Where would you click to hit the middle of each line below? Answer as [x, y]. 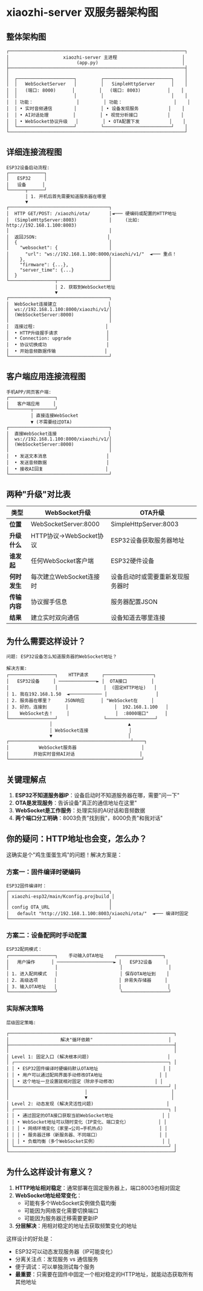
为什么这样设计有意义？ [50, 1172]
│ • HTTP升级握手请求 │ [58, 333]
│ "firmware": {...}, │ [59, 264]
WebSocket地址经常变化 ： [49, 1195]
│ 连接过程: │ [57, 326]
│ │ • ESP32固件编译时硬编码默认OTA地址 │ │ [89, 1068]
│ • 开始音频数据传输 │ [57, 351]
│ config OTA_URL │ [59, 907]
